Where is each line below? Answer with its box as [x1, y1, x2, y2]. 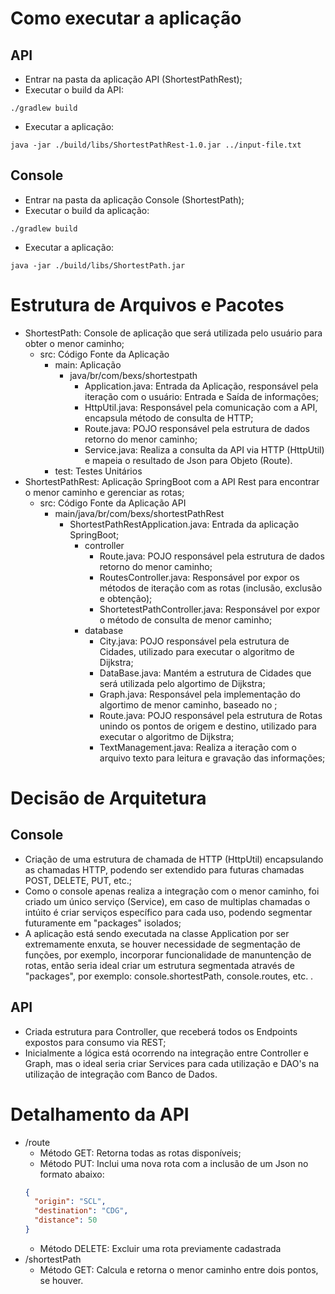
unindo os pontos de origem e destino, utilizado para [99, 720, 317, 732]
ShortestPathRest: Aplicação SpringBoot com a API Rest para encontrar [24, 475, 320, 487]
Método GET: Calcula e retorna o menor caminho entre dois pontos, [39, 1263, 319, 1276]
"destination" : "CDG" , [34, 1206, 129, 1216]
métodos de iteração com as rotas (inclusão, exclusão [99, 582, 323, 594]
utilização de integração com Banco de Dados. [24, 1068, 218, 1080]
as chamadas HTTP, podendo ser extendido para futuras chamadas [24, 863, 305, 876]
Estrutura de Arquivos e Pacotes [10, 294, 285, 316]
